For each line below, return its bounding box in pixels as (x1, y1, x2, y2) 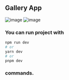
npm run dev (5, 40, 29, 45)
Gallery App (5, 4, 42, 12)
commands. (5, 70, 34, 77)
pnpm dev (5, 58, 23, 63)
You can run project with (5, 29, 64, 36)
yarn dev (5, 49, 23, 54)
